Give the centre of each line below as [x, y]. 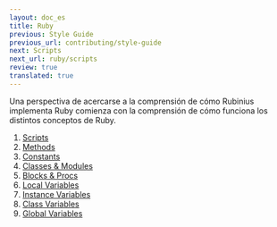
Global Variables [52, 213]
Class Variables [50, 204]
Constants [41, 156]
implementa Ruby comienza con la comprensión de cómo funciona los [138, 110]
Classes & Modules [58, 165]
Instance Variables [56, 194]
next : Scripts [36, 51]
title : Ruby [31, 26]
